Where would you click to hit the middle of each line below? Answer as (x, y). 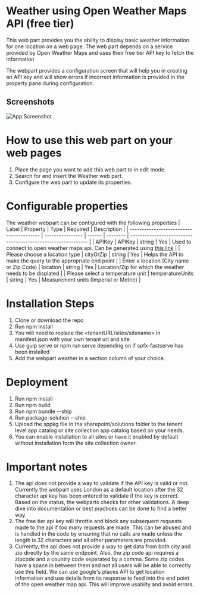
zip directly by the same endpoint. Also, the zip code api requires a (97, 553)
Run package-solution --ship (50, 417)
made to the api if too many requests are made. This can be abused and (103, 527)
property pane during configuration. (50, 83)
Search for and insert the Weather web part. (69, 176)
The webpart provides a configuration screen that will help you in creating (97, 70)
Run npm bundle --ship (43, 411)
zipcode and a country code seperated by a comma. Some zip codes (99, 559)
